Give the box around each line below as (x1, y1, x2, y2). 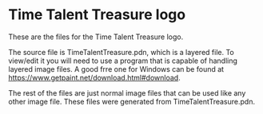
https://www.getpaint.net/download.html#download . (8, 73, 181, 82)
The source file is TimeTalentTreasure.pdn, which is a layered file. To (8, 47, 234, 57)
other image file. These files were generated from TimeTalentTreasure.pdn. (8, 96, 256, 106)
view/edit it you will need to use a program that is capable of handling (8, 56, 238, 65)
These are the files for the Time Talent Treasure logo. (8, 32, 184, 41)
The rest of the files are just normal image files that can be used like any (8, 88, 246, 97)
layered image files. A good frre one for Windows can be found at (8, 64, 225, 73)
